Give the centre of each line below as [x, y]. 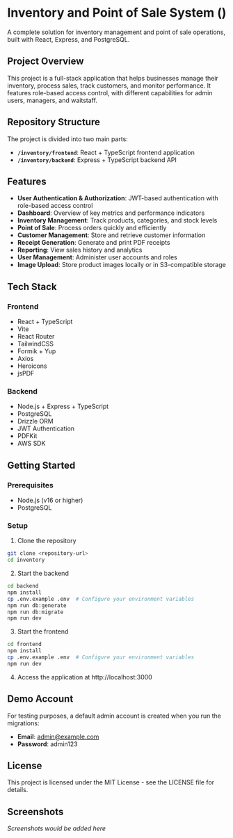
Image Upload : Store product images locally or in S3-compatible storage [121, 265]
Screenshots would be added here [57, 828]
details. [18, 790]
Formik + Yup [37, 351]
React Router [36, 337]
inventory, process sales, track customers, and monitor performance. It [109, 86]
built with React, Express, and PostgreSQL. [69, 39]
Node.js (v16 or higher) [50, 500]
